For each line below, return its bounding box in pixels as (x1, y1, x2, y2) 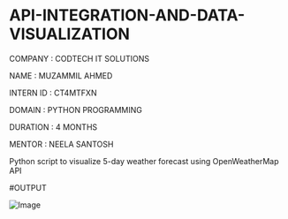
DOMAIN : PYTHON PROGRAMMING (9, 104, 143, 115)
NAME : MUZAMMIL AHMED (9, 70, 113, 80)
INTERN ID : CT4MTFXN (9, 87, 97, 98)
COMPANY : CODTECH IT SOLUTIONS (9, 53, 150, 64)
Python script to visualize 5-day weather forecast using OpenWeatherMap (9, 155, 280, 166)
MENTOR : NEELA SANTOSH (9, 139, 114, 149)
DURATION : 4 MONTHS (9, 121, 98, 132)
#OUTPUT (9, 182, 47, 193)
